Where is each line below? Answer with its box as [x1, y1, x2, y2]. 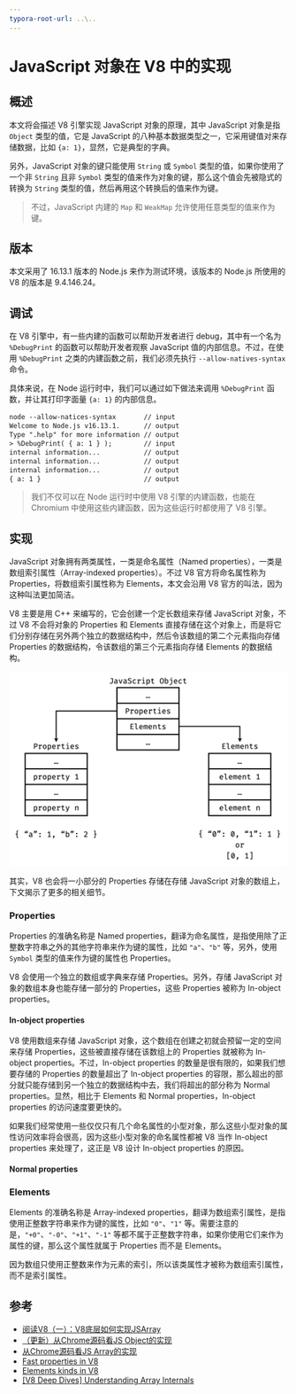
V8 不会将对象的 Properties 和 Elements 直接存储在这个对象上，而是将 [19, 619, 274, 630]
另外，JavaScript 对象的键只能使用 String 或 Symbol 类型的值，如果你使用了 [9, 160, 285, 171]
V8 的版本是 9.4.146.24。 [9, 277, 101, 288]
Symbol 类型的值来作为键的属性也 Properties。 [9, 953, 176, 963]
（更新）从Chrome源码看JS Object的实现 [21, 1335, 172, 1346]
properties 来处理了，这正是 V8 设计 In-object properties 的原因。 [9, 1143, 249, 1154]
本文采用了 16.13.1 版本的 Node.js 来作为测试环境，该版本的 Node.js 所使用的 [9, 266, 285, 276]
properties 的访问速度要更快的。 [9, 1102, 126, 1112]
